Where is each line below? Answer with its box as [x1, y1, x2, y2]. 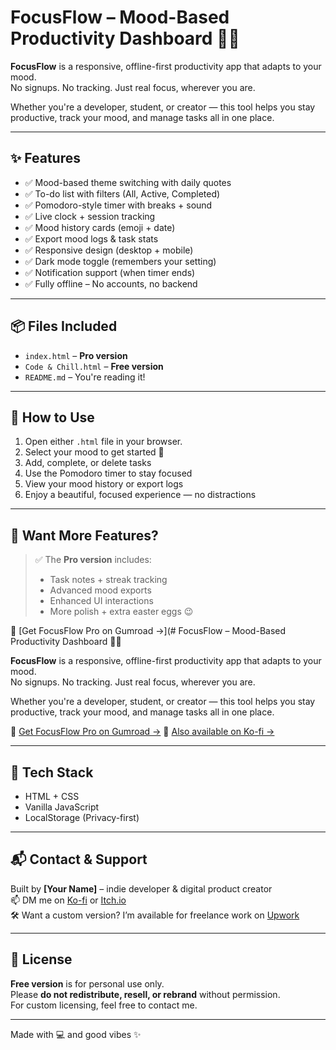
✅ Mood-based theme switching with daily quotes [24, 176, 232, 188]
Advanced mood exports [49, 584, 152, 596]
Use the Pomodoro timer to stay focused [24, 467, 193, 480]
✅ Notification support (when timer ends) [24, 266, 196, 278]
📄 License [10, 951, 73, 968]
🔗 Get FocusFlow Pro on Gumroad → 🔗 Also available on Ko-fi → [10, 726, 275, 738]
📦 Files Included [10, 318, 118, 335]
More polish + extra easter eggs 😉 [49, 606, 194, 618]
